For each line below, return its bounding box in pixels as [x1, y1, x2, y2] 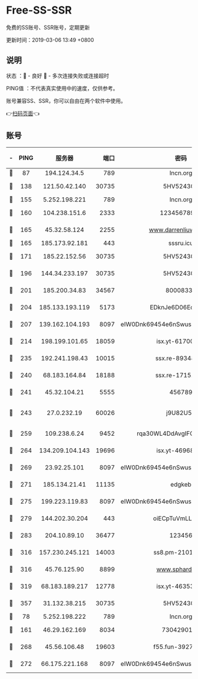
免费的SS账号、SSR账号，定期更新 [6, 24, 90, 31]
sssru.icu [168, 239, 194, 247]
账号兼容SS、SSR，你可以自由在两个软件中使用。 [6, 97, 126, 104]
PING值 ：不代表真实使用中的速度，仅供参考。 [6, 84, 118, 92]
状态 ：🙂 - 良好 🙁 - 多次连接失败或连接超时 [6, 72, 109, 79]
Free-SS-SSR [6, 4, 72, 17]
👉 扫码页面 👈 [6, 110, 40, 117]
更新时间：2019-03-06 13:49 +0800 [6, 36, 94, 43]
